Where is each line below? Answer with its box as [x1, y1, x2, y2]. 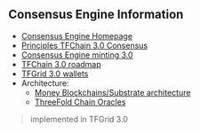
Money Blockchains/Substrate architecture [34, 87, 191, 98]
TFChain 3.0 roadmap [20, 59, 101, 69]
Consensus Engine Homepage [20, 30, 133, 41]
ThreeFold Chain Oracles [34, 97, 126, 107]
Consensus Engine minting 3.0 [20, 49, 134, 60]
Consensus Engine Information [8, 7, 184, 22]
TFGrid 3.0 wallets [20, 68, 89, 79]
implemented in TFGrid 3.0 [29, 113, 128, 124]
